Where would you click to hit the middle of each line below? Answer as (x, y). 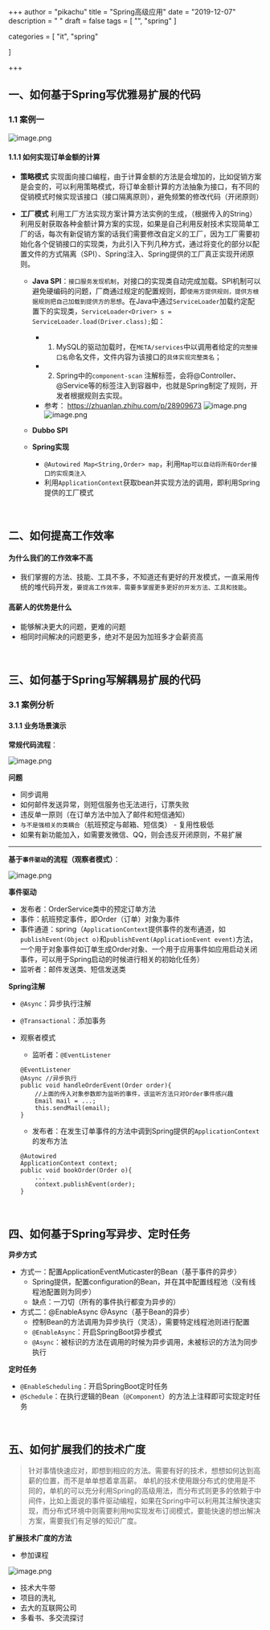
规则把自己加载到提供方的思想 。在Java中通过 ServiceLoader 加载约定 (143, 301)
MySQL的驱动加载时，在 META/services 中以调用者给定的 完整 (154, 346)
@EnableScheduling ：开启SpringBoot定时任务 (94, 1386)
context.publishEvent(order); (85, 1185)
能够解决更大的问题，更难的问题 (73, 626)
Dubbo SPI (50, 430)
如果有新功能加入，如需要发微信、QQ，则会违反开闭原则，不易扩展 (131, 835)
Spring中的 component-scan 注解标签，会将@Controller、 (148, 375)
